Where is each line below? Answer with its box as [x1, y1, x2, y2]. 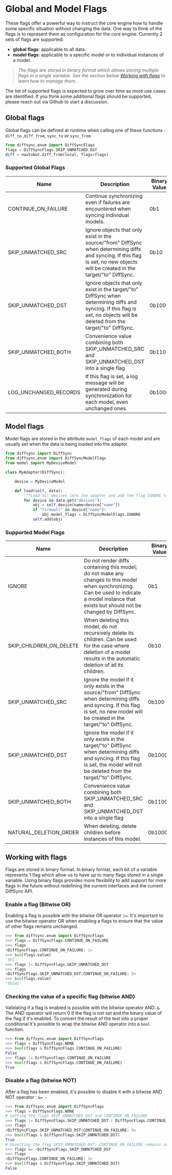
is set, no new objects [85, 258, 138, 265]
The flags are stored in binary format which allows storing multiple [17, 67, 159, 73]
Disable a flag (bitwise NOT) [5, 1077, 77, 1084]
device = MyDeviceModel [14, 479, 66, 484]
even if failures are [85, 199, 130, 206]
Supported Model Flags [5, 529, 65, 536]
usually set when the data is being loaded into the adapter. [5, 441, 129, 447]
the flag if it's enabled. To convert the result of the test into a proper [5, 1015, 148, 1021]
